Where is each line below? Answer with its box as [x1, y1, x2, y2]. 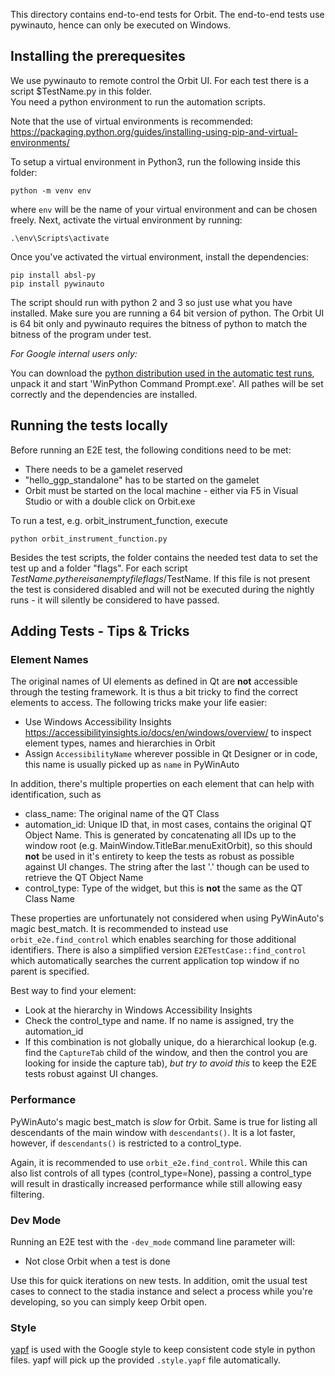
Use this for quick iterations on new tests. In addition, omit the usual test [10, 1274, 308, 1286]
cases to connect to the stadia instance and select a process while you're [10, 1285, 313, 1297]
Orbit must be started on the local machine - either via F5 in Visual [24, 484, 299, 496]
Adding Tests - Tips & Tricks [10, 623, 190, 640]
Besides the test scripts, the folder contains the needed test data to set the [10, 551, 318, 563]
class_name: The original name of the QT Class [24, 808, 220, 820]
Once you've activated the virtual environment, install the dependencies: [10, 250, 309, 263]
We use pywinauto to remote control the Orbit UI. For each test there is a [10, 74, 310, 86]
